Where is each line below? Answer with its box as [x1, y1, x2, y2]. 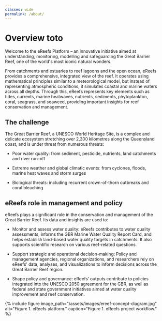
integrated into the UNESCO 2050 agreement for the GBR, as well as [12, 281, 148, 287]
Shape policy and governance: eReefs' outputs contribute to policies [12, 276, 149, 282]
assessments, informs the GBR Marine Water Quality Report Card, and [12, 231, 152, 237]
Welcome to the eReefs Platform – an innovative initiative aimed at [5, 48, 136, 54]
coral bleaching [12, 185, 44, 191]
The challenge [5, 118, 49, 126]
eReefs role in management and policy [5, 199, 123, 207]
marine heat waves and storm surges [12, 170, 86, 176]
